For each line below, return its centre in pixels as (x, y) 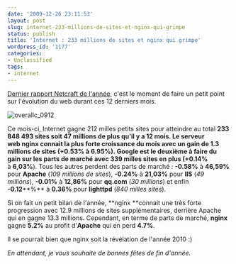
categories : (25, 54)
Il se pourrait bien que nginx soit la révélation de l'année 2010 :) (100, 239)
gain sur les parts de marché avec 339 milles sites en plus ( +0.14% (108, 159)
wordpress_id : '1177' (39, 47)
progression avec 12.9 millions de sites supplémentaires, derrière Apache (114, 210)
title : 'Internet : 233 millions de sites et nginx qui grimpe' (104, 40)
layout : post (27, 21)
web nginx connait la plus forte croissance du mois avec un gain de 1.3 (113, 143)
